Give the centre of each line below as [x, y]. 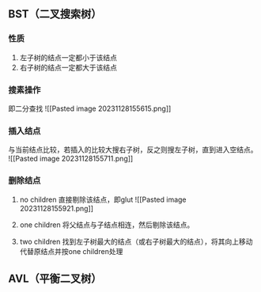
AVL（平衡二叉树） [55, 278]
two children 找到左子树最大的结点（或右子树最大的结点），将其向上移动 [136, 241]
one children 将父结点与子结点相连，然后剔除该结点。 [107, 225]
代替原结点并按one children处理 [71, 251]
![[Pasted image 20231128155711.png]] [71, 159]
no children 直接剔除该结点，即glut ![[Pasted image [103, 199]
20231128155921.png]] [56, 208]
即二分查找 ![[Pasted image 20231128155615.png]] [90, 108]
